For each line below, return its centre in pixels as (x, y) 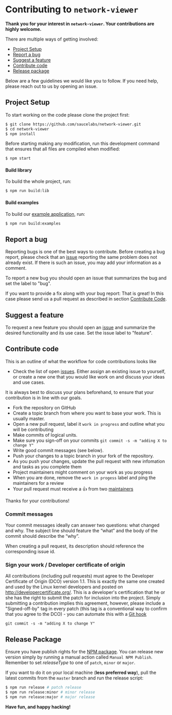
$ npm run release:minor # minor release (50, 692)
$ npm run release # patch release (43, 688)
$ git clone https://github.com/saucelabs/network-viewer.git (73, 124)
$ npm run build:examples (33, 223)
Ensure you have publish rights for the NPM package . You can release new (84, 652)
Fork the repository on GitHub (44, 407)
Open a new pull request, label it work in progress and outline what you (89, 424)
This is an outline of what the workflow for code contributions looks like (81, 361)
